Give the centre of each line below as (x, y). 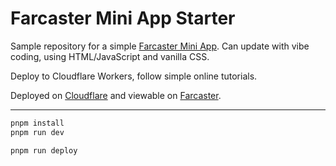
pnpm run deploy (44, 150)
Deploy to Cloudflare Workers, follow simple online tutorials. (134, 76)
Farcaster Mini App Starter (123, 18)
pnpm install (37, 123)
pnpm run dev (37, 132)
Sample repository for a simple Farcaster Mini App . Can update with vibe (160, 46)
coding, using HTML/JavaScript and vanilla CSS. (110, 56)
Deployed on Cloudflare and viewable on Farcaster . (116, 95)
